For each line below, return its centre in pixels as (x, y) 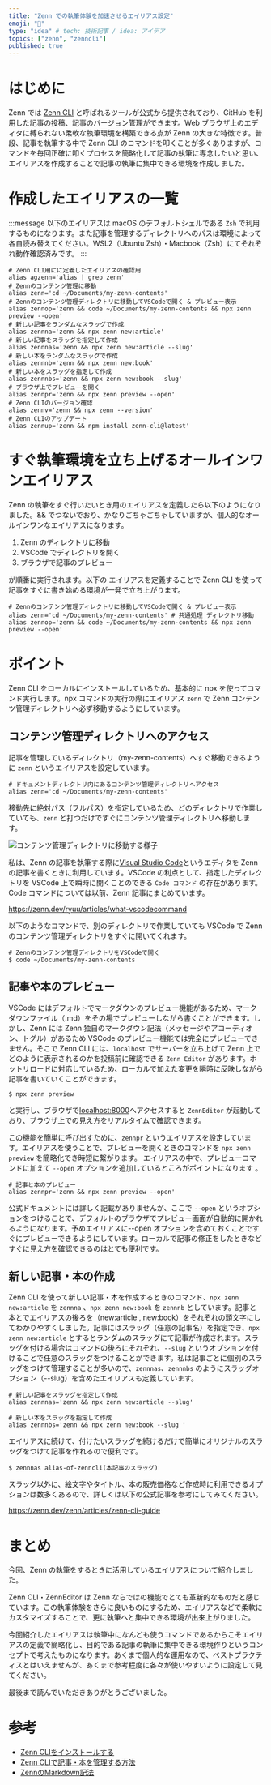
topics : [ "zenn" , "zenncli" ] (57, 39)
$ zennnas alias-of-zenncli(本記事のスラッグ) (83, 1468)
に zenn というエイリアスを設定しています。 (81, 768)
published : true (36, 46)
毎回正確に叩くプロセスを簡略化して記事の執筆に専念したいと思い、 (150, 153)
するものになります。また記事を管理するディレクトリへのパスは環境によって (135, 233)
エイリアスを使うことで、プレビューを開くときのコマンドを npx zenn (136, 1147)
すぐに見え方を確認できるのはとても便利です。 (86, 1248)
